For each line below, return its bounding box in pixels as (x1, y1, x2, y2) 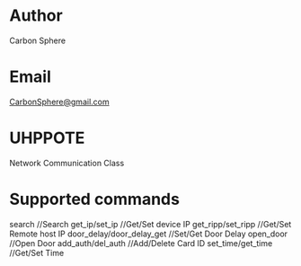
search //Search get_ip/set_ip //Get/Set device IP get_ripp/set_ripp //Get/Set (9, 218, 292, 229)
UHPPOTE (9, 128, 85, 148)
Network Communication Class (9, 157, 125, 168)
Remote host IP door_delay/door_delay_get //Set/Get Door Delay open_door (9, 228, 288, 239)
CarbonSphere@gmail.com (9, 96, 110, 107)
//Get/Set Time (9, 247, 65, 258)
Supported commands (9, 190, 180, 209)
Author (9, 5, 63, 26)
